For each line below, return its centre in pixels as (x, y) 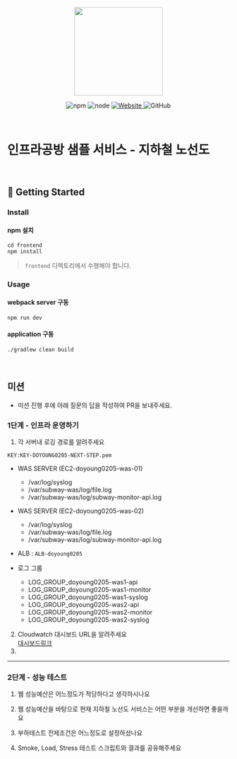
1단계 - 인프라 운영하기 (43, 425)
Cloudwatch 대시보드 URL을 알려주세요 (72, 634)
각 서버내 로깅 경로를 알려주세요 (61, 441)
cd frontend (25, 245)
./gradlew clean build (41, 349)
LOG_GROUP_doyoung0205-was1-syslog (88, 597)
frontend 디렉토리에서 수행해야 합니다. (78, 266)
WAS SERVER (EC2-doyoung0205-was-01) (80, 468)
